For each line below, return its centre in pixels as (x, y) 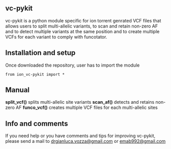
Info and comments (37, 123)
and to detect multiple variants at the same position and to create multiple (82, 31)
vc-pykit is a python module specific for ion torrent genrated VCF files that (83, 20)
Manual (17, 90)
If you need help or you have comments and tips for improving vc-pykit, (80, 136)
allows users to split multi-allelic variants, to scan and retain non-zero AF (82, 26)
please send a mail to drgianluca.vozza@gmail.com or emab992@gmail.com (85, 141)
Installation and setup (40, 53)
